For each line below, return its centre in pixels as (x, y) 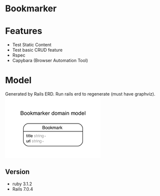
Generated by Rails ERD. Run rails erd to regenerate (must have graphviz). (80, 94)
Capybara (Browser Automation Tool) (50, 61)
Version (17, 172)
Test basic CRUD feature (37, 50)
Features (24, 31)
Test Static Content (32, 45)
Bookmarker (31, 9)
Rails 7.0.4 (23, 189)
